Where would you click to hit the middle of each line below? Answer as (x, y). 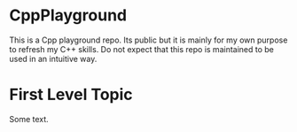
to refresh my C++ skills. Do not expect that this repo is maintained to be (142, 49)
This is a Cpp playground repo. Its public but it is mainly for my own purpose (148, 40)
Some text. (29, 119)
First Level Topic (71, 95)
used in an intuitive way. (53, 58)
